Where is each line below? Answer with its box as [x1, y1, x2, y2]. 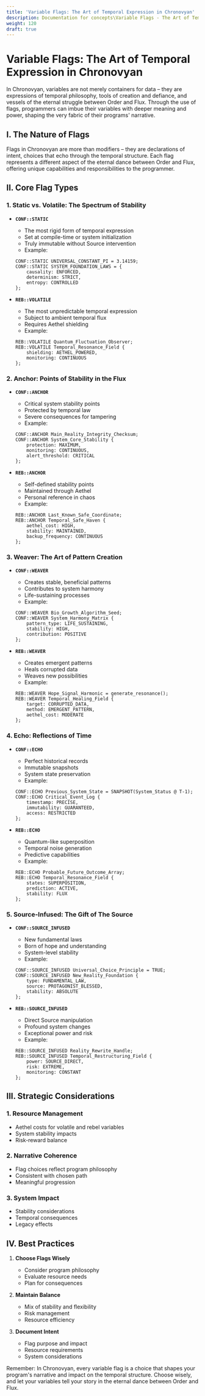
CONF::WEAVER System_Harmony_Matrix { [15, 615, 114, 621]
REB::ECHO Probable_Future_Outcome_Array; [15, 869, 125, 875]
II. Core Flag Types [6, 183, 79, 193]
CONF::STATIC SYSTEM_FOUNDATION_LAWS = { [15, 264, 122, 270]
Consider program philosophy [24, 1266, 99, 1274]
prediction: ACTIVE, [26, 885, 79, 892]
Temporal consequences [15, 1214, 78, 1222]
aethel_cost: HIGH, [26, 522, 76, 529]
